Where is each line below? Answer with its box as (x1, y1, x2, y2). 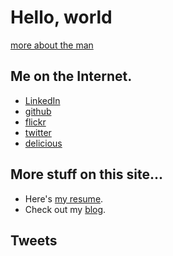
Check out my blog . (24, 203, 107, 215)
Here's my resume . (24, 192, 104, 205)
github (24, 105, 52, 117)
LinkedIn (24, 94, 61, 106)
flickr (24, 116, 47, 128)
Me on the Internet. (10, 68, 133, 85)
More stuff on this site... (10, 166, 163, 183)
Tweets (10, 232, 58, 249)
